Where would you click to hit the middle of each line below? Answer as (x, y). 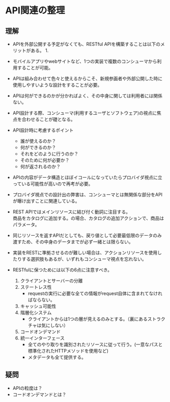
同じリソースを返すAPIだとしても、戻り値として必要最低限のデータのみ (87, 235)
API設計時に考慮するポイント (43, 130)
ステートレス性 (36, 287)
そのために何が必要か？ (45, 160)
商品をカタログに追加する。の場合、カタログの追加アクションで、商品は (88, 218)
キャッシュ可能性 (38, 306)
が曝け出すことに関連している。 (46, 201)
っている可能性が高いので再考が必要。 (53, 184)
